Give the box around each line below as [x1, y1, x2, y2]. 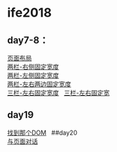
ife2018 [7, 5, 52, 21]
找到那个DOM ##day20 [7, 128, 78, 137]
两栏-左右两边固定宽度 [7, 80, 72, 88]
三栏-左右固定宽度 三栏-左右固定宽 [7, 89, 110, 96]
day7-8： [7, 34, 49, 46]
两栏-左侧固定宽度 [7, 71, 59, 79]
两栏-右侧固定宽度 [7, 62, 59, 71]
